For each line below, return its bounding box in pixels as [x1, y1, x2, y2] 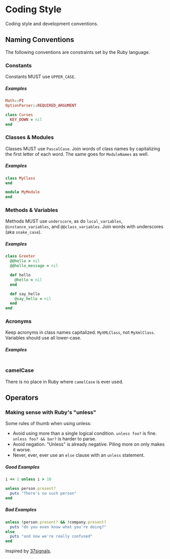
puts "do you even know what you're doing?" [10, 524, 107, 529]
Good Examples [5, 464, 40, 470]
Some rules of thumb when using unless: [5, 421, 92, 427]
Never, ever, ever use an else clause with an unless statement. [12, 452, 145, 458]
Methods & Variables [5, 207, 58, 214]
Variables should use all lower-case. [5, 335, 82, 341]
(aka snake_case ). [5, 229, 42, 235]
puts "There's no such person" [10, 491, 77, 496]
